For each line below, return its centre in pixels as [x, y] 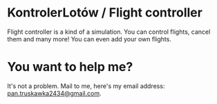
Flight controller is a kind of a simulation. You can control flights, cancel [109, 32]
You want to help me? [70, 67]
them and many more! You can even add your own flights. [89, 39]
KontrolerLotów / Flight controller [105, 13]
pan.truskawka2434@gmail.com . [54, 93]
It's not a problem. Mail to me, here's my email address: [86, 86]
